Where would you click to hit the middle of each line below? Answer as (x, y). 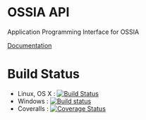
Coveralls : (33, 108)
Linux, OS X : (36, 93)
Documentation (30, 45)
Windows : (33, 101)
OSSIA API (38, 12)
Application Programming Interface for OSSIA (73, 32)
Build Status (43, 74)
